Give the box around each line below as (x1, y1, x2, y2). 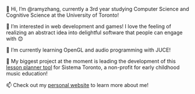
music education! (6, 70, 48, 77)
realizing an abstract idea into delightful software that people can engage (6, 29, 183, 36)
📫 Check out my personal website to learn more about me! (6, 82, 149, 88)
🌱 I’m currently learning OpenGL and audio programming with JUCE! (6, 46, 171, 53)
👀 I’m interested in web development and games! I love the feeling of (6, 23, 172, 30)
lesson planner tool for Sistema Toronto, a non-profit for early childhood (6, 64, 180, 71)
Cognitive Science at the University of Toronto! (6, 12, 119, 19)
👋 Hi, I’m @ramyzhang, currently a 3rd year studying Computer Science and (6, 6, 189, 12)
